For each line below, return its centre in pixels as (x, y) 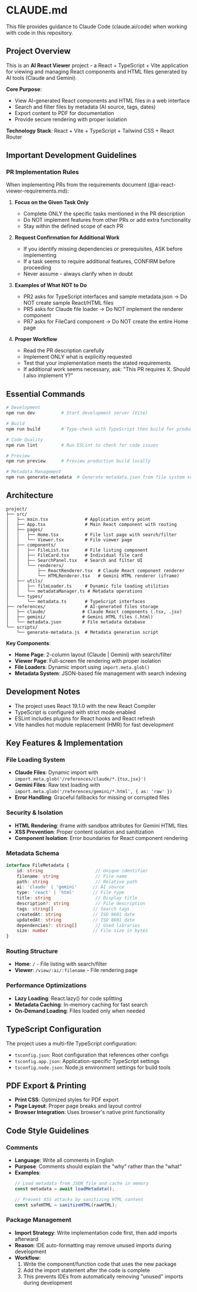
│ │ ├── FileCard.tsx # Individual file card (74, 555)
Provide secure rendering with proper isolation (71, 119)
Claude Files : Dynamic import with (56, 772)
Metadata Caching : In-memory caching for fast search (81, 1004)
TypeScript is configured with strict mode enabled (75, 712)
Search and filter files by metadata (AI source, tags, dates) (85, 107)
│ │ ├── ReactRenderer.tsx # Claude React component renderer (95, 571)
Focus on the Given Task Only (52, 203)
